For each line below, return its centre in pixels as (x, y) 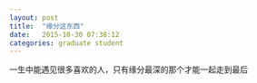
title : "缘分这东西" (47, 26)
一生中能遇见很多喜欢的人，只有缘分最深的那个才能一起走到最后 (128, 69)
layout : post (34, 18)
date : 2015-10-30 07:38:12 (64, 34)
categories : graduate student (67, 43)
